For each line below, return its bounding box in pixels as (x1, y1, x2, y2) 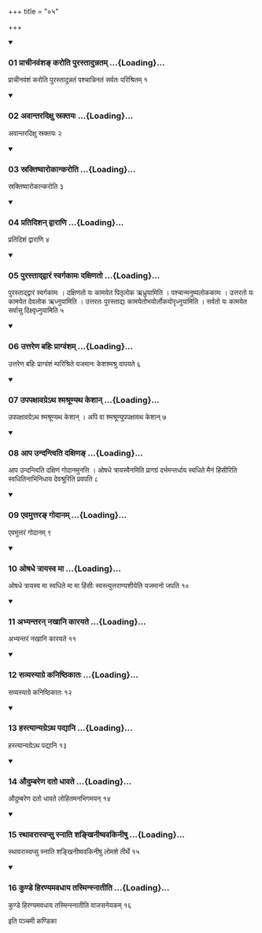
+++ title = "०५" (8, 7, 59, 16)
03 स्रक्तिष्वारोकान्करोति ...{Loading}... (8, 164, 136, 175)
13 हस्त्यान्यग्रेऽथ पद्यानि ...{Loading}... (8, 723, 133, 734)
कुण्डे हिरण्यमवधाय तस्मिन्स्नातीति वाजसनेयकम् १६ (8, 900, 132, 909)
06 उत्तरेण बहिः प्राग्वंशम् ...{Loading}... (8, 341, 134, 352)
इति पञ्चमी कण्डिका (8, 916, 57, 925)
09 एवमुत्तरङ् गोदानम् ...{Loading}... (8, 510, 127, 521)
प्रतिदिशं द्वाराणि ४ (8, 235, 50, 245)
